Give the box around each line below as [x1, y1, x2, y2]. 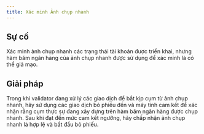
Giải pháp [6, 78, 44, 89]
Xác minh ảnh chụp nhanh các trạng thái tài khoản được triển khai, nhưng [6, 48, 192, 55]
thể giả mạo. [6, 61, 38, 68]
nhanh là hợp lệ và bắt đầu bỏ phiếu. [6, 121, 99, 128]
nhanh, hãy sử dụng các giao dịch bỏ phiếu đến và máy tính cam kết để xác [6, 102, 198, 109]
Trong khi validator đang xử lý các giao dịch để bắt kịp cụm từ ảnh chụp [6, 95, 189, 102]
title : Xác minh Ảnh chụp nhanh [6, 9, 89, 15]
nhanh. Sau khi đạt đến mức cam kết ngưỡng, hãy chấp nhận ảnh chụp [6, 114, 186, 122]
